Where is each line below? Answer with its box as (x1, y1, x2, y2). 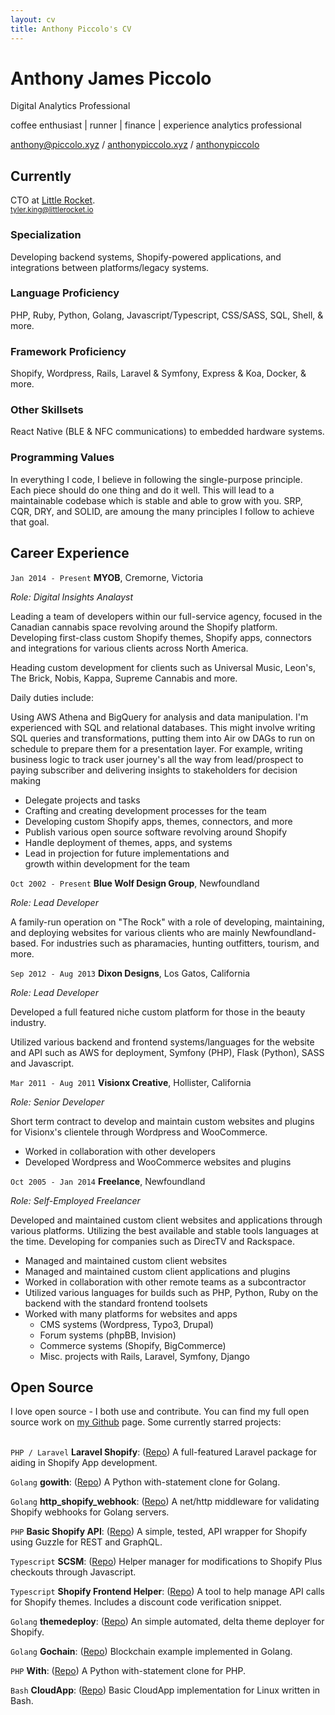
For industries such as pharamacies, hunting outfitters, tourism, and (40, 937, 320, 949)
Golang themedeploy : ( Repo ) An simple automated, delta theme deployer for (10, 1616, 325, 1628)
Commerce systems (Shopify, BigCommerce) (39, 1339, 227, 1351)
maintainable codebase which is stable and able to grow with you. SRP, (10, 494, 303, 506)
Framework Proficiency (10, 344, 127, 358)
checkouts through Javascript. (10, 1566, 137, 1578)
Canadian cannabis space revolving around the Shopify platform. (10, 621, 278, 633)
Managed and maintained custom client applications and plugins (24, 1265, 291, 1277)
